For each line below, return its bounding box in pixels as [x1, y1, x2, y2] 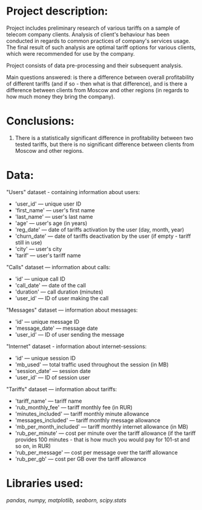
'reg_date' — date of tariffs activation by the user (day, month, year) [15, 226, 184, 233]
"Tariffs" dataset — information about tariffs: [6, 385, 117, 392]
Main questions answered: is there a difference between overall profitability [6, 73, 195, 81]
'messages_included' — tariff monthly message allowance [15, 417, 161, 424]
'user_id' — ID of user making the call [15, 294, 109, 301]
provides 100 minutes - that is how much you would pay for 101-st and [15, 435, 190, 443]
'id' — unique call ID [15, 275, 65, 283]
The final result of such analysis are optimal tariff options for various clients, [6, 44, 196, 51]
